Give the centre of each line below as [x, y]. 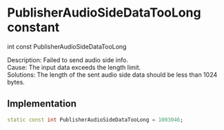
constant [33, 27]
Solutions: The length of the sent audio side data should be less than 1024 [112, 75]
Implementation [42, 104]
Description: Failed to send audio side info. [68, 59]
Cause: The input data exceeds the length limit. [74, 67]
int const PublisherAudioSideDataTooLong [67, 46]
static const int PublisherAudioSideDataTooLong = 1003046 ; [95, 120]
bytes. [16, 82]
